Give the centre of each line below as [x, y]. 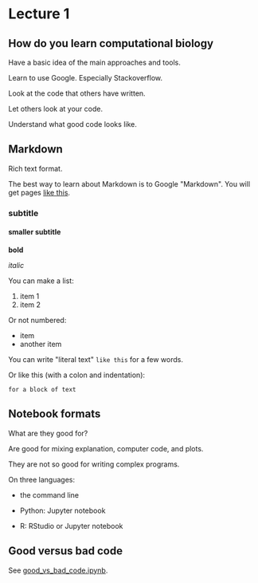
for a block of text [43, 389]
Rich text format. [35, 168]
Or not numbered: [37, 320]
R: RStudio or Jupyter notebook [71, 526]
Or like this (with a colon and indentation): [77, 375]
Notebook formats [55, 414]
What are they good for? [48, 433]
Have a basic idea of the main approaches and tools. [94, 62]
